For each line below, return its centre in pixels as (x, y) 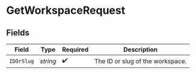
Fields (18, 33)
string (48, 61)
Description (140, 50)
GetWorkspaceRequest (66, 11)
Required (75, 50)
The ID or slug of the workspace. (140, 61)
